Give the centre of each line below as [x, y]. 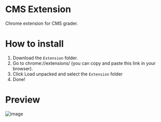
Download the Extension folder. [45, 58]
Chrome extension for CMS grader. [42, 23]
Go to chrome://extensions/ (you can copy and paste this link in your [84, 63]
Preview [23, 100]
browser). [23, 68]
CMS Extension [38, 9]
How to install [35, 44]
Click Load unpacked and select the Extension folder [68, 74]
